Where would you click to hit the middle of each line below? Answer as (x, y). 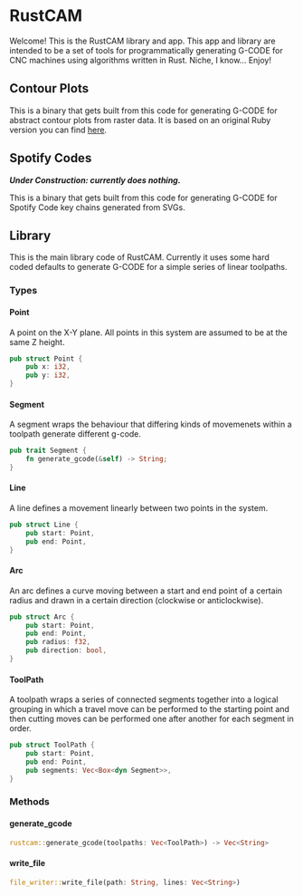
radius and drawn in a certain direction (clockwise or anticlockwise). (137, 600)
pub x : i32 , (48, 367)
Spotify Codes (51, 158)
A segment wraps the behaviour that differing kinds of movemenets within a (151, 424)
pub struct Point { (46, 359)
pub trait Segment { (48, 451)
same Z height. (37, 342)
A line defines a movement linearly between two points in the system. (139, 508)
